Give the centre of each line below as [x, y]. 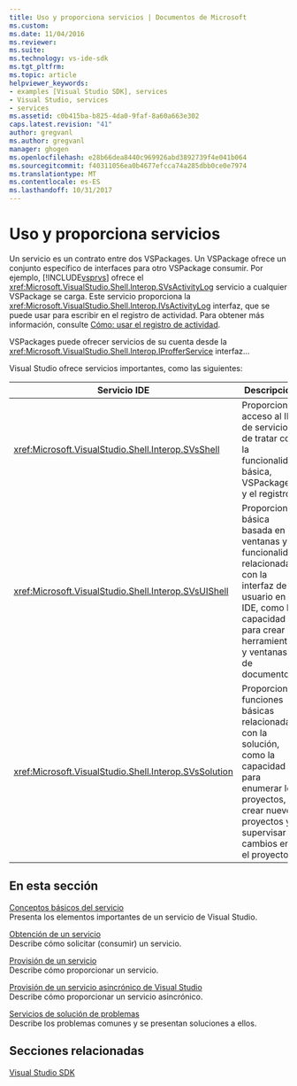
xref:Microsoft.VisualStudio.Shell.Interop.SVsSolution [124, 772]
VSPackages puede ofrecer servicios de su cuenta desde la [118, 341]
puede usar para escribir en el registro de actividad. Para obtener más [137, 314]
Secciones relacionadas [76, 1051]
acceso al [262, 415]
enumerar [262, 787]
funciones [263, 699]
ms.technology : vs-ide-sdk [59, 58]
